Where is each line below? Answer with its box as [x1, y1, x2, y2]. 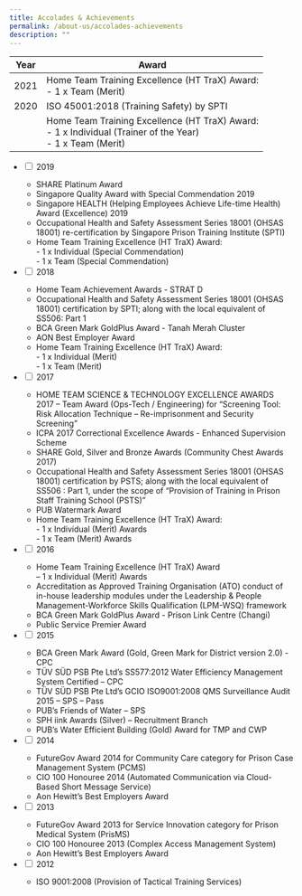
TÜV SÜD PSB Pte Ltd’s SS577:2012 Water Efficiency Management [35, 666, 284, 678]
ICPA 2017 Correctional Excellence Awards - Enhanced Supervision [35, 428, 286, 439]
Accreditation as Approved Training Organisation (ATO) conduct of [35, 580, 284, 592]
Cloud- [246, 772, 272, 783]
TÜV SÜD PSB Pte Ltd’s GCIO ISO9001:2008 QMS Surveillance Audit [35, 686, 291, 697]
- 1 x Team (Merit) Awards [35, 533, 133, 544]
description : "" [9, 30, 70, 39]
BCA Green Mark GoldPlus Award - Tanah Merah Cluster [35, 323, 246, 334]
